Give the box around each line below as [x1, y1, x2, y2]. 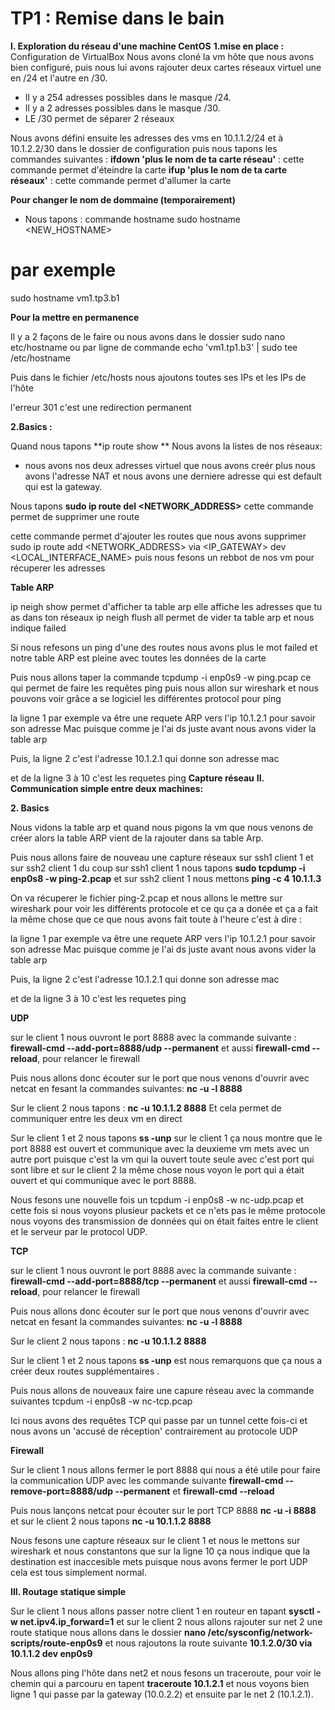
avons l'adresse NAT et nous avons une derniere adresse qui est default [24, 470, 322, 482]
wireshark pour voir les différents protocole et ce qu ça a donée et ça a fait [10, 902, 319, 914]
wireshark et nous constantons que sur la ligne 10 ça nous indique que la [10, 1545, 311, 1557]
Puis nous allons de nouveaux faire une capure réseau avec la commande [10, 1384, 315, 1396]
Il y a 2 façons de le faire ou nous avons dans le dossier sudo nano [10, 330, 286, 342]
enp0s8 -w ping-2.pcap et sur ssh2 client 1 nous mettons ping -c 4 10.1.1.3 [10, 872, 322, 884]
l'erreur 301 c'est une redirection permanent [10, 401, 192, 413]
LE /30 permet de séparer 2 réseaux [24, 112, 175, 124]
